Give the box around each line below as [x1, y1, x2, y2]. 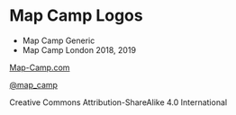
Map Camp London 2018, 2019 [22, 44, 137, 55]
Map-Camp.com [9, 62, 70, 73]
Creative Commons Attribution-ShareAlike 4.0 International [9, 96, 228, 108]
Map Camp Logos [9, 5, 143, 26]
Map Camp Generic [22, 35, 95, 46]
